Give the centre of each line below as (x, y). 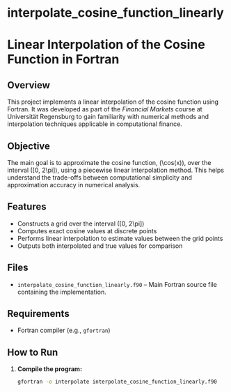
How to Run (33, 352)
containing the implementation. (62, 292)
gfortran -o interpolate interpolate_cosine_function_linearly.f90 (117, 382)
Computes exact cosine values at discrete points (87, 230)
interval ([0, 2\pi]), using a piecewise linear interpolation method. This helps (116, 170)
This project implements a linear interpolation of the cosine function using (113, 102)
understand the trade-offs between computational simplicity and (100, 178)
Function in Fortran (63, 60)
